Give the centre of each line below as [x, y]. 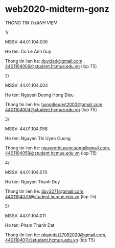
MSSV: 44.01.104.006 [26, 42]
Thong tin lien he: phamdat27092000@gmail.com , [56, 235]
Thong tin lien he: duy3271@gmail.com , [45, 191]
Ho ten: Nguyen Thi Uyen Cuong [38, 138]
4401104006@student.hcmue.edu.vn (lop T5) [51, 66]
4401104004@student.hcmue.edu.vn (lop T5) [51, 109]
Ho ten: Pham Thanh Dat [30, 225]
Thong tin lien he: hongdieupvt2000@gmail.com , [54, 104]
